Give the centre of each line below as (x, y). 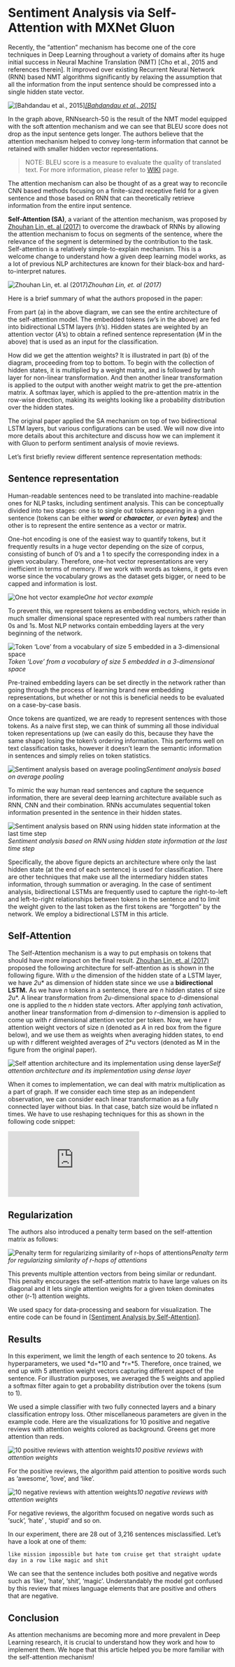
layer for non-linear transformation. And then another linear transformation (115, 377)
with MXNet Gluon (121, 28)
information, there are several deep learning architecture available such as (115, 797)
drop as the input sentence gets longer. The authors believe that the (106, 134)
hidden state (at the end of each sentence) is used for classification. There (115, 869)
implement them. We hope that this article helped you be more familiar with (116, 1649)
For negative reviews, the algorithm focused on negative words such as (111, 1513)
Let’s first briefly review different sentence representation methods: (105, 456)
